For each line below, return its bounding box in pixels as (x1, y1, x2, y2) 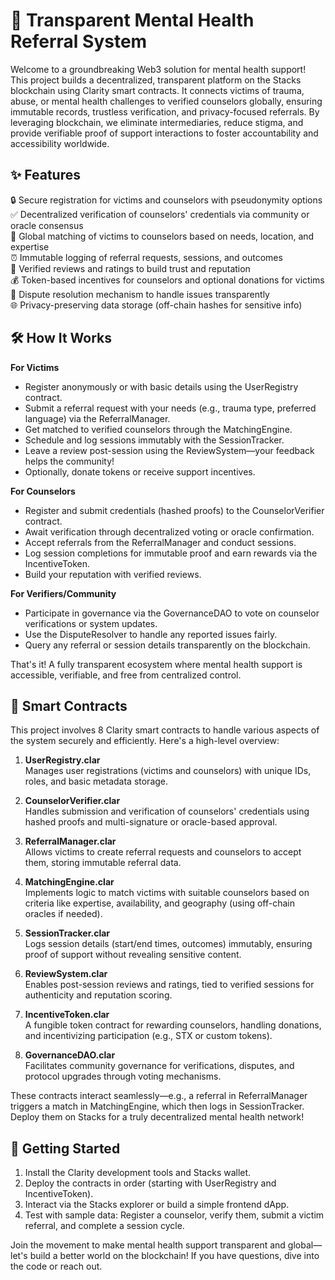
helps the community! (24, 455, 115, 467)
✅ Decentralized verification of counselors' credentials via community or (10, 208, 310, 220)
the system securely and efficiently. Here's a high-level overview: (10, 735, 280, 747)
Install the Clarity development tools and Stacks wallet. (24, 1167, 252, 1179)
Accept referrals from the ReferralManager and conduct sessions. (24, 536, 297, 548)
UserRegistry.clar (24, 754, 101, 766)
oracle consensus (10, 219, 84, 231)
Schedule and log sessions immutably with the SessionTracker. (24, 434, 285, 446)
